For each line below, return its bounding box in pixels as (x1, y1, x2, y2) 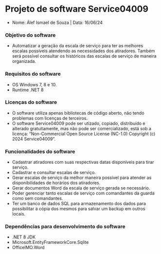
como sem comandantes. (12, 195, 63, 201)
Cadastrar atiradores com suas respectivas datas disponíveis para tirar (12, 159, 154, 165)
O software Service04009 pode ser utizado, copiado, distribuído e (12, 120, 145, 126)
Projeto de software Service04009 (5, 3, 148, 15)
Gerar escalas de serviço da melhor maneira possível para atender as (12, 175, 152, 181)
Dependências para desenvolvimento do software (5, 223, 125, 230)
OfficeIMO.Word (12, 245, 45, 251)
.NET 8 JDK (12, 234, 36, 240)
